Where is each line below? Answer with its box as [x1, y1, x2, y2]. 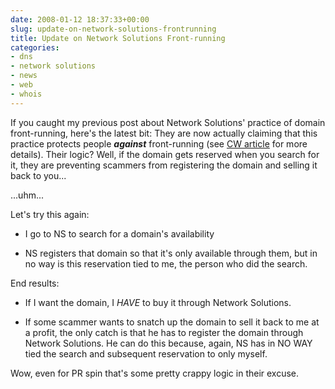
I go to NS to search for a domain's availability [24, 227, 215, 240]
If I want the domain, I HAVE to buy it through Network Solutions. [24, 296, 292, 308]
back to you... [10, 169, 67, 181]
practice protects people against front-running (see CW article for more [10, 137, 308, 150]
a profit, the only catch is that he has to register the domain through [24, 326, 304, 338]
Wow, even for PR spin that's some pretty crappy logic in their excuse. [10, 367, 300, 379]
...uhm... [10, 189, 45, 201]
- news [10, 71, 38, 81]
